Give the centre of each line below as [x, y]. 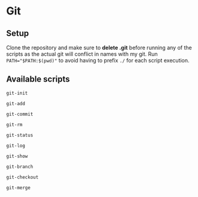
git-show [17, 156]
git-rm [14, 124]
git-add [16, 103]
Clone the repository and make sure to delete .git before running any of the [99, 47]
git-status [20, 135]
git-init [17, 93]
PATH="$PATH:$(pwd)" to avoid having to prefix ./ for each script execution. [98, 60]
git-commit [20, 114]
